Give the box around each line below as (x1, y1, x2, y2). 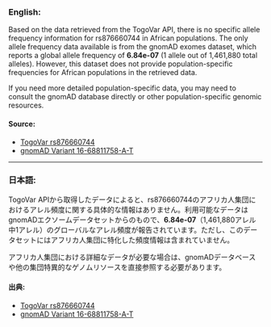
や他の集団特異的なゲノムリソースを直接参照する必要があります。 (8, 262, 227, 272)
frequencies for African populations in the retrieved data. (8, 68, 198, 78)
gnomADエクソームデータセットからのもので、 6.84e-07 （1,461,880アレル (8, 215, 256, 224)
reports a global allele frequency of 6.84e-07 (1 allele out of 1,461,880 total (8, 51, 258, 61)
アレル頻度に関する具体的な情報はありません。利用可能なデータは (29, 204, 248, 214)
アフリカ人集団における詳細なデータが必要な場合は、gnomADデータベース (8, 252, 256, 262)
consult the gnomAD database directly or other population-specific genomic (8, 92, 262, 102)
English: (8, 6, 42, 18)
